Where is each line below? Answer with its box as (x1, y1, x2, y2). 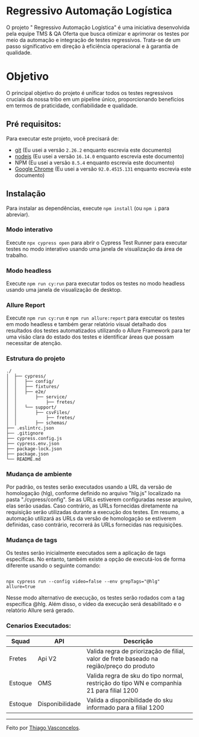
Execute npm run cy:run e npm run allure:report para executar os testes (6, 314, 185, 321)
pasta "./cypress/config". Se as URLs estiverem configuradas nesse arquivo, (6, 496, 192, 503)
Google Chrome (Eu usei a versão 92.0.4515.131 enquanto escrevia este (14, 165, 191, 173)
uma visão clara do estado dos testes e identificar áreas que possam (6, 333, 175, 340)
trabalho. (6, 251, 28, 259)
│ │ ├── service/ (6, 394, 68, 400)
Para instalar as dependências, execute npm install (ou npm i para (6, 205, 170, 212)
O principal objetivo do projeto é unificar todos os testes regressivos (6, 89, 174, 96)
